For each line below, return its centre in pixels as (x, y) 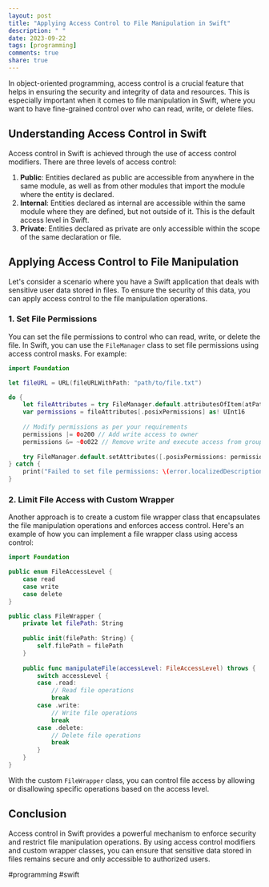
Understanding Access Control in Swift (107, 134)
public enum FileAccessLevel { (60, 572)
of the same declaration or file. (70, 236)
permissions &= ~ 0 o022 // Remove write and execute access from (132, 441)
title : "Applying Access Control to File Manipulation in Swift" (119, 23)
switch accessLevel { (73, 675)
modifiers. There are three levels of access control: (92, 162)
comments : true (34, 53)
